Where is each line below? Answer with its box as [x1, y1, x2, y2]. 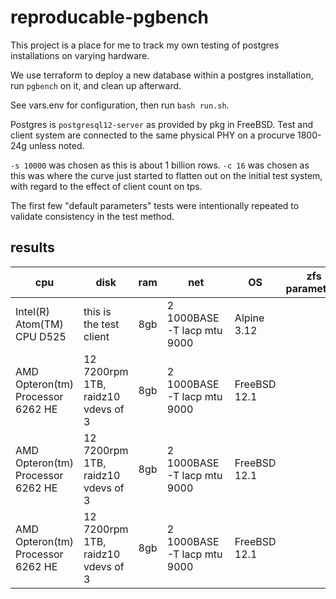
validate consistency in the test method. [10, 210, 175, 222]
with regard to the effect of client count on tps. [10, 180, 203, 192]
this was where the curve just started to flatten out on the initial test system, [10, 169, 323, 181]
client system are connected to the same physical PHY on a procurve [10, 129, 296, 141]
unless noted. [28, 139, 85, 151]
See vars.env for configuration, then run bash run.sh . [10, 99, 230, 111]
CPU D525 [15, 329, 67, 343]
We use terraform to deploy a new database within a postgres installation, [10, 69, 314, 81]
